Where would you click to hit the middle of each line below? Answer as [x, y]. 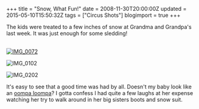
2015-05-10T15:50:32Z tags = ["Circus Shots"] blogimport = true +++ [93, 15]
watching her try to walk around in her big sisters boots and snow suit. [94, 100]
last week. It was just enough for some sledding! [67, 33]
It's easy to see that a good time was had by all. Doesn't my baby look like [99, 87]
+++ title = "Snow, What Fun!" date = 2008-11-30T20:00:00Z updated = [96, 9]
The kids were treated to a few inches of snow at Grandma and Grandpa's [99, 27]
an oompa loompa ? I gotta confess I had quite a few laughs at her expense [100, 93]
